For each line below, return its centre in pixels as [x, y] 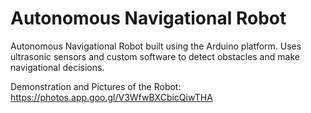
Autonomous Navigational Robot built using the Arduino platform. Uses [156, 46]
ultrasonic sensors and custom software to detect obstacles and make [155, 56]
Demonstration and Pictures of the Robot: [96, 86]
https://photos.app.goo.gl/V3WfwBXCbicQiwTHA [111, 97]
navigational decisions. [57, 67]
